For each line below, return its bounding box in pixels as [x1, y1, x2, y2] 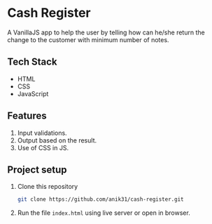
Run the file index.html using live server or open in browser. [17, 209, 190, 217]
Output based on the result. [17, 136, 97, 145]
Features [7, 110, 47, 122]
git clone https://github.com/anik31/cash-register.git [17, 196, 184, 203]
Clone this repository [17, 183, 78, 191]
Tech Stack [7, 56, 57, 68]
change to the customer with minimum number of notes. [7, 35, 169, 44]
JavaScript [17, 89, 49, 98]
